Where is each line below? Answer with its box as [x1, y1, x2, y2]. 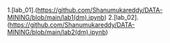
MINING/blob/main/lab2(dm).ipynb [7, 28, 106, 36]
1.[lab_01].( [7, 6, 38, 14]
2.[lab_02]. [108, 13, 139, 21]
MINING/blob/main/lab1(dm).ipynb [7, 13, 105, 21]
